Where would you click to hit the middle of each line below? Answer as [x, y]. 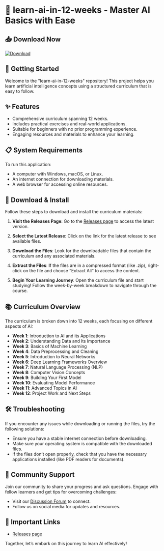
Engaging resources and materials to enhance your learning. [73, 134]
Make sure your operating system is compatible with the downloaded [82, 443]
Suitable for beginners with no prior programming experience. [75, 129]
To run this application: [28, 165]
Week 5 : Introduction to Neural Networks [54, 357]
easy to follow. [20, 91]
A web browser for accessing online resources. [60, 184]
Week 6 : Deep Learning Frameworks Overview [59, 362]
